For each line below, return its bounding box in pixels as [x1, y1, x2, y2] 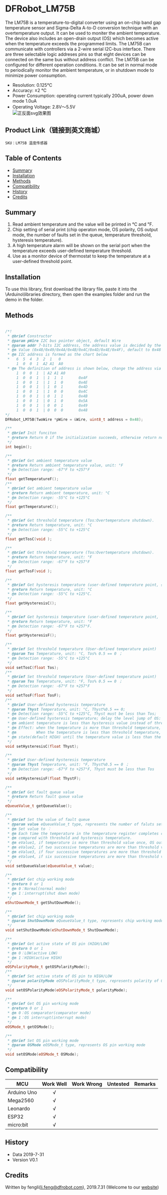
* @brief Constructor [7, 333, 52, 339]
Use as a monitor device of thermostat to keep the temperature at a [12, 253, 151, 259]
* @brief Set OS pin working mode [7, 1038, 79, 1043]
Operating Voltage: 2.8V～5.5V [12, 104, 76, 110]
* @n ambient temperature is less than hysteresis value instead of [7, 721, 153, 726]
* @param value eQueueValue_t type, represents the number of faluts [7, 821, 155, 827]
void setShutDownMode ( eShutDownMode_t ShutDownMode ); [5, 928, 119, 933]
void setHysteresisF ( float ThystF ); [5, 776, 81, 781]
